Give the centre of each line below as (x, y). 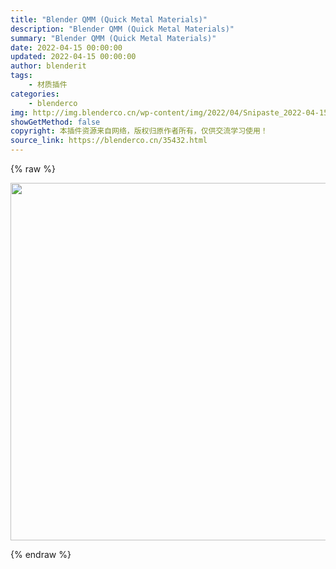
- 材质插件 (48, 85)
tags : (21, 76)
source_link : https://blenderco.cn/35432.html (109, 141)
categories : (35, 94)
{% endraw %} (41, 554)
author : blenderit (48, 66)
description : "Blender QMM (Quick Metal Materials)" (122, 29)
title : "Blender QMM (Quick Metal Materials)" (109, 19)
